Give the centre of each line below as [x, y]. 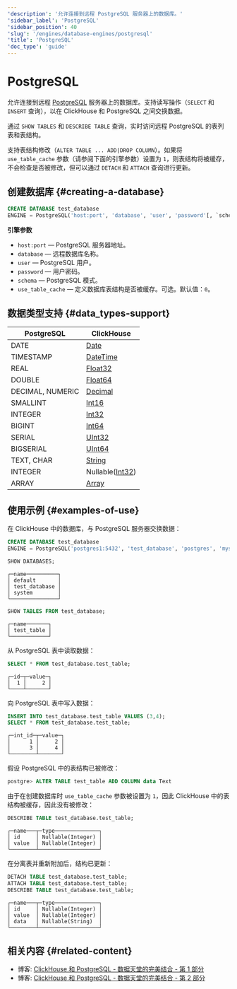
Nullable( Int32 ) [111, 472]
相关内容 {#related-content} [70, 951]
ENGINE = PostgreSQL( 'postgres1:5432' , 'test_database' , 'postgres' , [112, 549]
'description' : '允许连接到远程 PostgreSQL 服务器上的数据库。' [95, 14]
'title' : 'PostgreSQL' [41, 40]
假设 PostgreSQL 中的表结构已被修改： [63, 768]
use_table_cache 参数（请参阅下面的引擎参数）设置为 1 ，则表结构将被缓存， [118, 158]
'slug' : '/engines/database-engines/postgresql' [80, 34]
